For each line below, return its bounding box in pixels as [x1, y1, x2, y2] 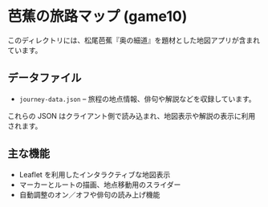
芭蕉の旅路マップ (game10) [7, 7, 188, 26]
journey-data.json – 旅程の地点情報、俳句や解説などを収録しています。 [18, 94, 256, 103]
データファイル [7, 71, 82, 85]
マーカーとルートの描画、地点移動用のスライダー [18, 180, 181, 189]
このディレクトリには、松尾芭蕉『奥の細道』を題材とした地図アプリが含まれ [7, 35, 261, 45]
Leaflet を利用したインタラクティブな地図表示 [18, 169, 171, 179]
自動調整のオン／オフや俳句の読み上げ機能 [18, 189, 160, 199]
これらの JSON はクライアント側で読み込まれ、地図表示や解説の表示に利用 [7, 111, 256, 120]
